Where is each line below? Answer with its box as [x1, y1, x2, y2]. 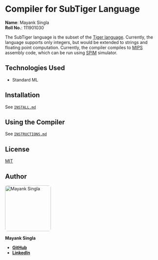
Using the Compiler [5, 118, 65, 126]
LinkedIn [12, 250, 30, 256]
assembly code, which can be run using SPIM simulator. [5, 50, 118, 56]
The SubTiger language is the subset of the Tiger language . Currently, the [5, 34, 154, 40]
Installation [5, 91, 40, 100]
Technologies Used [5, 64, 65, 72]
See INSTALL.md [5, 104, 36, 110]
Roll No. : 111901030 [5, 24, 44, 30]
